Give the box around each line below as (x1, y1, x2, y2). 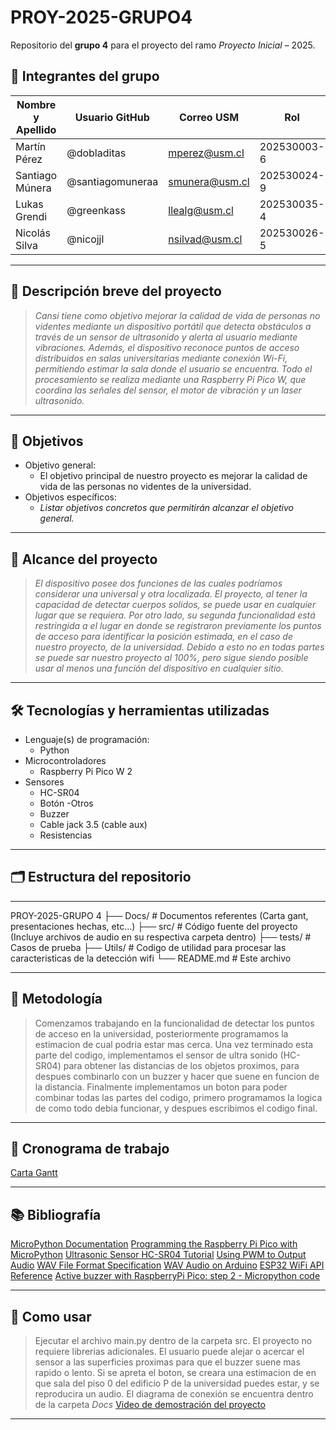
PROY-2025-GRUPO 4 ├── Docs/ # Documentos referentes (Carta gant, (10, 909, 309, 921)
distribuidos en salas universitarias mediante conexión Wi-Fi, (34, 352, 288, 364)
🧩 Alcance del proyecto (10, 551, 158, 568)
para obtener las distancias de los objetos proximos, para (63, 1059, 300, 1071)
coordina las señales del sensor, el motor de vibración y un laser (34, 384, 302, 396)
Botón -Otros (39, 797, 94, 809)
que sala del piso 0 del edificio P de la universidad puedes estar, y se (34, 1377, 320, 1390)
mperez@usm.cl (168, 146, 245, 160)
